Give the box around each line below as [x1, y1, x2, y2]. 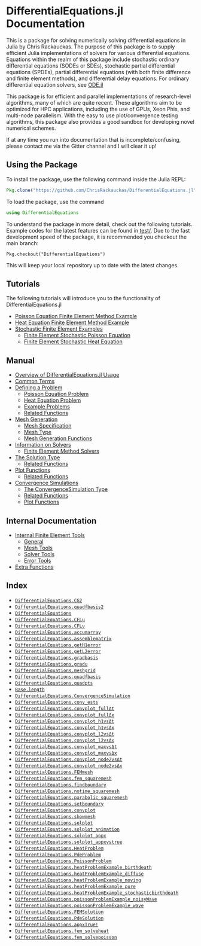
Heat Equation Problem [23, 396, 81, 404]
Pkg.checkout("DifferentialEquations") [6, 251, 106, 257]
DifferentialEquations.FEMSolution [14, 909, 104, 915]
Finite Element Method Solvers [23, 447, 100, 455]
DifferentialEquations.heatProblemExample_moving [14, 877, 142, 883]
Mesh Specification [23, 422, 72, 429]
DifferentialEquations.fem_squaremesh [14, 776, 112, 782]
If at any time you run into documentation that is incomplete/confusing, [6, 136, 181, 143]
